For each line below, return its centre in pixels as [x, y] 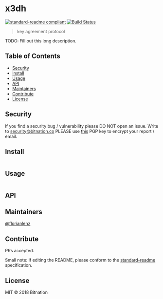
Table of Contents [33, 56]
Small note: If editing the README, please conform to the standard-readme [80, 260]
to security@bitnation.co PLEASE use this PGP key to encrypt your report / [80, 131]
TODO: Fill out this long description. [41, 41]
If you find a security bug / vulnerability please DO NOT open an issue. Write [82, 126]
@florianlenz [18, 224]
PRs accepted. [20, 251]
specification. [19, 265]
